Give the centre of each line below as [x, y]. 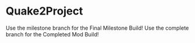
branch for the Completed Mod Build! [52, 34]
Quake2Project [44, 11]
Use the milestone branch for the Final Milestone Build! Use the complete [97, 28]
